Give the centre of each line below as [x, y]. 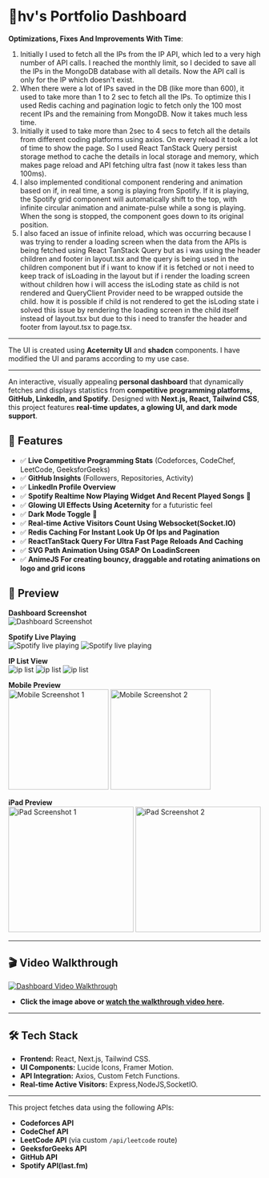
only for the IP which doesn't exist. [77, 79]
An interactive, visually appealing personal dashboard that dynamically [126, 381]
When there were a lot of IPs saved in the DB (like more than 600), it [132, 88]
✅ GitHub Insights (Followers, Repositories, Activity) [106, 477]
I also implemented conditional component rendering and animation [131, 182]
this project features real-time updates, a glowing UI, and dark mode [123, 407]
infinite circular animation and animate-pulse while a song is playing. [133, 207]
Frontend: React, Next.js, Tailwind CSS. [85, 1059]
